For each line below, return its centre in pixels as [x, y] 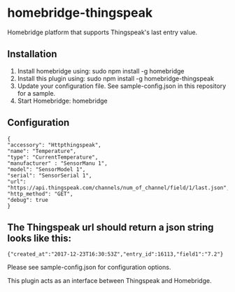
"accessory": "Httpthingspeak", [54, 145]
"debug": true [28, 200]
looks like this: [40, 238]
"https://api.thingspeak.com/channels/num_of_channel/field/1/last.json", [119, 188]
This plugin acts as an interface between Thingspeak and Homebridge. [109, 281]
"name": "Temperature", [42, 151]
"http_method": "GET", [40, 194]
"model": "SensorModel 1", [47, 169]
